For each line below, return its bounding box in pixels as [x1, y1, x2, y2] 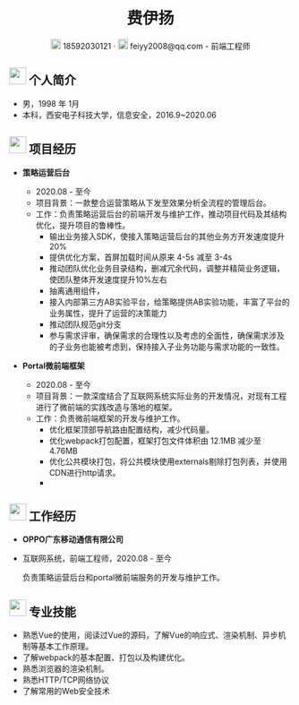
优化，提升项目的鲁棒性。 [35, 219, 131, 230]
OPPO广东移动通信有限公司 [21, 534, 124, 545]
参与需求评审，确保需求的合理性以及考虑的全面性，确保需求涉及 [48, 330, 285, 340]
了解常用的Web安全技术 [21, 686, 110, 697]
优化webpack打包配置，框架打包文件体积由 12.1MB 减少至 [48, 435, 262, 446]
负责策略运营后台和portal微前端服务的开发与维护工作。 [21, 572, 226, 583]
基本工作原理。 [38, 641, 94, 652]
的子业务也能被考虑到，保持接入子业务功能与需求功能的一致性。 [48, 341, 285, 352]
